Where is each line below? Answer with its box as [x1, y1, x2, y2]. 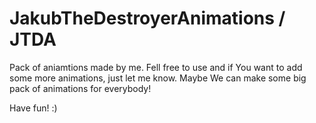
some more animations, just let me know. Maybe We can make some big [9, 72, 307, 84]
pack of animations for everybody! [9, 82, 152, 94]
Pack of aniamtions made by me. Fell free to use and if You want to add [9, 61, 303, 73]
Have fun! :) [9, 102, 58, 114]
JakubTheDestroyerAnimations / [9, 7, 286, 30]
